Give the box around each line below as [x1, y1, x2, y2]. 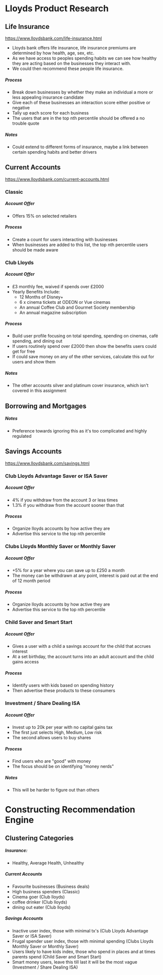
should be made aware [12, 247, 59, 252]
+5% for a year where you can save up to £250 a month [12, 567, 125, 573]
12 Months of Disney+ [19, 294, 63, 300]
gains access [12, 659, 39, 665]
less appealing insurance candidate [12, 94, 84, 100]
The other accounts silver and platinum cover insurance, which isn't [12, 383, 149, 388]
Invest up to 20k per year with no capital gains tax [12, 725, 113, 730]
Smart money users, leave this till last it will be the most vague [12, 959, 138, 965]
